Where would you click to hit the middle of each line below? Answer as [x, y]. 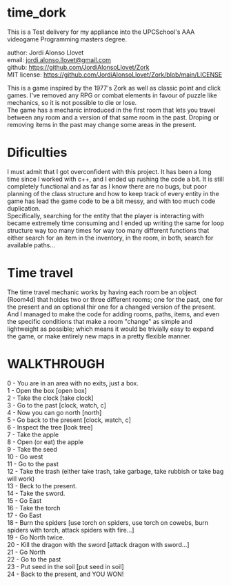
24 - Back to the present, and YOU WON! [66, 574]
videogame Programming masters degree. [67, 39]
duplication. [24, 208]
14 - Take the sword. [36, 493]
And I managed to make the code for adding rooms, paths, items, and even [113, 314]
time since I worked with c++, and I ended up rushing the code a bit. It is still [115, 179]
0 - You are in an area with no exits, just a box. [73, 383]
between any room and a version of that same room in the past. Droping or [113, 117]
